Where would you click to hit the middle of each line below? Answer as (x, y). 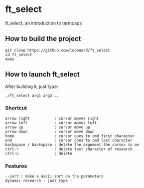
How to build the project (43, 39)
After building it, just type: (32, 86)
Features (16, 166)
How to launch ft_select (42, 74)
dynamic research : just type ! (39, 181)
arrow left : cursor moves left (51, 123)
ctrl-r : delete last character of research (69, 149)
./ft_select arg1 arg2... (32, 95)
